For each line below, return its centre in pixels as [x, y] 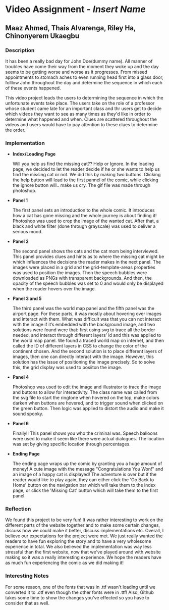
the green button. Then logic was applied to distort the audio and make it [88, 409]
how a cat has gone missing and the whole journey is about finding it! [85, 216]
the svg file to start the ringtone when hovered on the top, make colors [86, 398]
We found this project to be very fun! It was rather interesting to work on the [84, 520]
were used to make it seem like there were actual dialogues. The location [88, 439]
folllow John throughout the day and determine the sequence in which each [84, 82]
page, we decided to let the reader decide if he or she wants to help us [86, 169]
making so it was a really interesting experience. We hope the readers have [83, 557]
